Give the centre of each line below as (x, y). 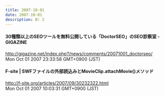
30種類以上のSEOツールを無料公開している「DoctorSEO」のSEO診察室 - (82, 36)
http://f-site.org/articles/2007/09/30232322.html (57, 83)
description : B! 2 (25, 19)
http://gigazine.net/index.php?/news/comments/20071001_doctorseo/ (79, 54)
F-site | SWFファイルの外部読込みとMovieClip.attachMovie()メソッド (79, 71)
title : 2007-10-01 (25, 10)
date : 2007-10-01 (24, 15)
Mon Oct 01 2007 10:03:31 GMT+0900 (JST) (52, 88)
